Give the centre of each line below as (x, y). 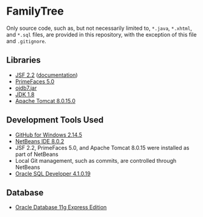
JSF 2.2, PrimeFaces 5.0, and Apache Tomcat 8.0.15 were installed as (102, 148)
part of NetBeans (37, 154)
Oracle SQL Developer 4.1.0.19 (53, 173)
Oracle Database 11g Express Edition (61, 207)
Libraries (23, 60)
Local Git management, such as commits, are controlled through (96, 160)
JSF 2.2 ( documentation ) (46, 75)
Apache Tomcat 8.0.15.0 (45, 101)
